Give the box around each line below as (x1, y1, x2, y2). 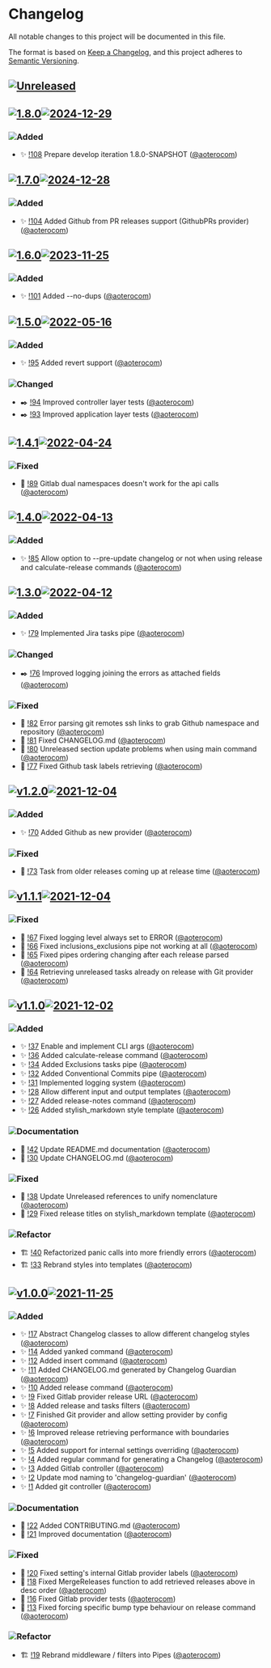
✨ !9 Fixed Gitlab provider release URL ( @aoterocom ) (19, 1391, 198, 1401)
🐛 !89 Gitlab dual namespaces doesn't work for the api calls (19, 479, 219, 489)
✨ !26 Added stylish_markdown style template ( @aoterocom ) (19, 1105, 225, 1115)
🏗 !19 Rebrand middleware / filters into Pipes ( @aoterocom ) (19, 1649, 221, 1659)
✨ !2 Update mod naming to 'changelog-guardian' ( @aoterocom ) (19, 1472, 237, 1482)
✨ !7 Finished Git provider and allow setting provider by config (19, 1409, 228, 1420)
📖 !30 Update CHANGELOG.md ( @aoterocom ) (19, 1153, 174, 1162)
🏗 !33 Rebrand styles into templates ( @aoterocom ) (19, 1259, 193, 1270)
